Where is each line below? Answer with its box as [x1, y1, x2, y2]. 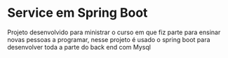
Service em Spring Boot [7, 5, 148, 21]
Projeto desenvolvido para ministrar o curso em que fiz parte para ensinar [7, 28, 221, 36]
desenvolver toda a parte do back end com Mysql [7, 43, 151, 51]
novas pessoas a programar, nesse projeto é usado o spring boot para [7, 35, 210, 43]
